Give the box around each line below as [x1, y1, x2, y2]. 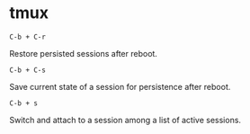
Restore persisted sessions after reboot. [9, 48, 157, 58]
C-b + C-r [9, 32, 47, 41]
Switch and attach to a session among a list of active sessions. [9, 114, 241, 125]
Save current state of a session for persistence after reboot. [9, 81, 231, 92]
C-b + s [9, 98, 39, 108]
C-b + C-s [9, 66, 47, 75]
